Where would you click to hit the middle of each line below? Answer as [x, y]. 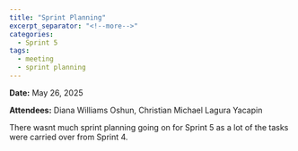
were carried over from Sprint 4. [69, 137]
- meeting [35, 59]
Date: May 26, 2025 [46, 92]
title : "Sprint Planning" [57, 17]
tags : [19, 51]
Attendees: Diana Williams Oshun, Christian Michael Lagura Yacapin [136, 110]
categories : [31, 34]
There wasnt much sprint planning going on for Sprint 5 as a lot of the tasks [149, 127]
